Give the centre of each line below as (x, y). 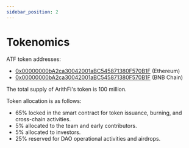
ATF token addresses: (34, 59)
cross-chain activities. (43, 119)
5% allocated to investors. (48, 132)
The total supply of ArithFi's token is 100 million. (66, 89)
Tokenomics (38, 42)
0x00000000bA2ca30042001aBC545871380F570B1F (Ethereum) (98, 71)
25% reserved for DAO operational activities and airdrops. (88, 138)
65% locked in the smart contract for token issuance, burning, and (98, 113)
